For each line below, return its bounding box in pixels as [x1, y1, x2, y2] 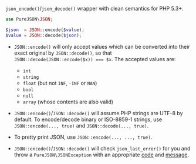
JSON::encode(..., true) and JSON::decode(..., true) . [13, 122, 149, 129]
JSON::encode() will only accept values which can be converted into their [13, 43, 190, 50]
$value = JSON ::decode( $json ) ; [5, 32, 82, 38]
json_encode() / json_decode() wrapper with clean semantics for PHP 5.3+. [5, 5, 184, 12]
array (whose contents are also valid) [22, 98, 114, 105]
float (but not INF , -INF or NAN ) [22, 79, 97, 86]
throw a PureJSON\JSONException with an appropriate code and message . [13, 151, 190, 158]
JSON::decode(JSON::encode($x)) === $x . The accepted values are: [13, 55, 176, 62]
